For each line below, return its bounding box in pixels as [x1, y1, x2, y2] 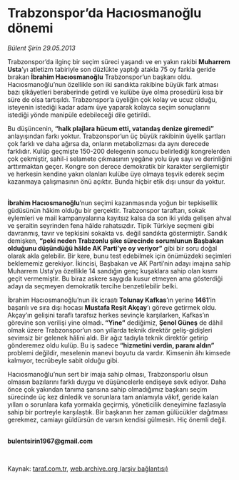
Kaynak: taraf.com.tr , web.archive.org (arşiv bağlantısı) [7, 464, 169, 473]
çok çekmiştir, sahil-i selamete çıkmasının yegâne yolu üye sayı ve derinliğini [7, 155, 233, 163]
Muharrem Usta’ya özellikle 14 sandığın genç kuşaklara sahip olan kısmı [7, 266, 218, 275]
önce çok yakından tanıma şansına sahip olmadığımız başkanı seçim [7, 385, 208, 393]
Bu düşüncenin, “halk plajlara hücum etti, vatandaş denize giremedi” [7, 124, 214, 132]
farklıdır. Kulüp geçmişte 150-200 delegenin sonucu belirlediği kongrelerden [7, 147, 230, 155]
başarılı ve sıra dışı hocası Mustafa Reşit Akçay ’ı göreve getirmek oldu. [7, 303, 217, 311]
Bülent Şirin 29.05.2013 [7, 43, 76, 52]
